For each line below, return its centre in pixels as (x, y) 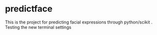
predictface (29, 9)
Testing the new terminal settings (38, 27)
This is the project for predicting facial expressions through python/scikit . (79, 22)
